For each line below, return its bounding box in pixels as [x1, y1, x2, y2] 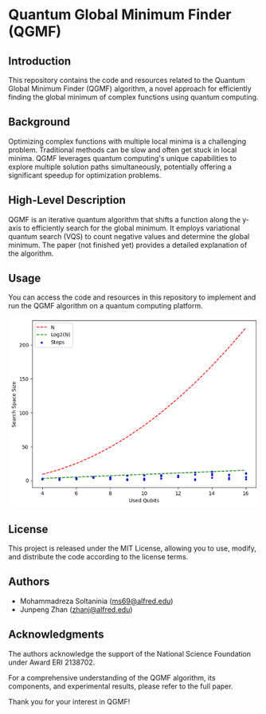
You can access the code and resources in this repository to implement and [8, 292, 256, 302]
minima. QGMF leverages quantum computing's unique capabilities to [8, 153, 237, 163]
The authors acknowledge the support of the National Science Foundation [8, 649, 252, 658]
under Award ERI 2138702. [8, 657, 96, 667]
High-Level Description [8, 194, 126, 207]
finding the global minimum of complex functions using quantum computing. [8, 92, 259, 101]
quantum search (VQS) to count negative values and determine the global [8, 231, 250, 241]
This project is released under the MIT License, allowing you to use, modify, [8, 543, 257, 553]
